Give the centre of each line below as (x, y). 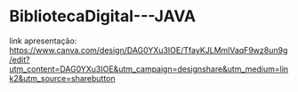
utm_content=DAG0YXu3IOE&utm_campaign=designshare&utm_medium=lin (149, 69)
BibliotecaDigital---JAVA (103, 16)
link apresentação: (43, 41)
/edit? (20, 59)
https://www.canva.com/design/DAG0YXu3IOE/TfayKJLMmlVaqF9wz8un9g (149, 50)
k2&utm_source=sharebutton (62, 78)
